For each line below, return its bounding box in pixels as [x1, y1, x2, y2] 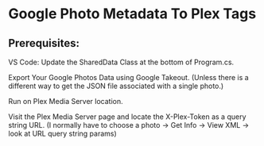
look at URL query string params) [8, 129, 117, 138]
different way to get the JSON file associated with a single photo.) [8, 81, 224, 90]
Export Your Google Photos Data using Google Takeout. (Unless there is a [8, 73, 249, 82]
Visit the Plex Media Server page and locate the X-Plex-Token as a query [8, 112, 247, 121]
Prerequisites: [8, 36, 80, 50]
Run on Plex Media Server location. [8, 97, 123, 106]
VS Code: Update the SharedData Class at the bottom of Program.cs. [8, 57, 235, 67]
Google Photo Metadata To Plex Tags [8, 5, 257, 23]
